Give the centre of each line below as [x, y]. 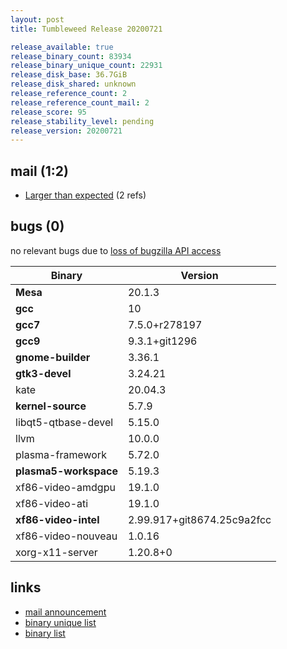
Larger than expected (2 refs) [85, 195]
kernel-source [51, 406]
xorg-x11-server [56, 552]
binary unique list [60, 622]
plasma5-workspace [66, 471]
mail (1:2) [39, 171]
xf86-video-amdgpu [65, 487]
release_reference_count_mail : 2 [80, 102]
